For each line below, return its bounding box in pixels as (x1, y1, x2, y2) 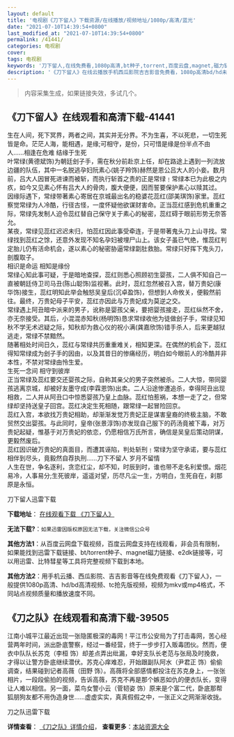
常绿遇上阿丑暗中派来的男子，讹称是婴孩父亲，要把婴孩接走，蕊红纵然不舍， (7, 305, 227, 314)
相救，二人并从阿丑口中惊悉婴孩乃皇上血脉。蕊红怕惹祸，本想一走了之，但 (7, 393, 221, 402)
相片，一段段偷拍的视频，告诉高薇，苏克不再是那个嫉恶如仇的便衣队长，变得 (7, 676, 227, 684)
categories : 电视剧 (7, 43, 61, 50)
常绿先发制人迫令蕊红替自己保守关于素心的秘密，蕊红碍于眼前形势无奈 (19, 210, 221, 218)
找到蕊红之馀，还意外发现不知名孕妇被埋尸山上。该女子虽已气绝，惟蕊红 (13, 235, 221, 245)
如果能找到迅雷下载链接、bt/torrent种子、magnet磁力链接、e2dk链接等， (7, 548, 217, 557)
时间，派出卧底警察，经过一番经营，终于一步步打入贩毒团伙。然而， (25, 641, 221, 649)
